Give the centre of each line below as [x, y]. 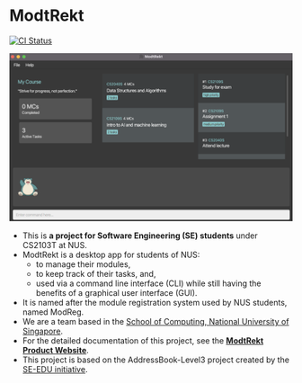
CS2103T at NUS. [55, 245]
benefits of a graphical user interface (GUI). [116, 293]
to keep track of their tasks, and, [96, 274]
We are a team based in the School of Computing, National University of [155, 322]
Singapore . [43, 331]
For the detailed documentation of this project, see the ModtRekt [143, 341]
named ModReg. [53, 312]
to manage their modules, [83, 264]
